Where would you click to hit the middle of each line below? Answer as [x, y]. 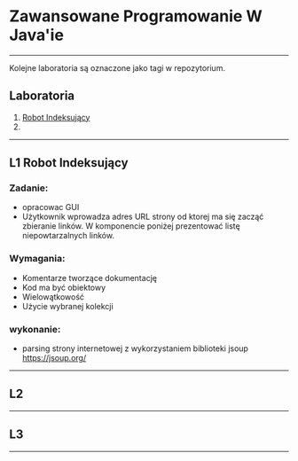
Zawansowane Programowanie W [136, 16]
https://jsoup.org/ [54, 358]
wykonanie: [35, 329]
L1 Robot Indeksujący [69, 163]
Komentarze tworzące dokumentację [90, 277]
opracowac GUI [51, 207]
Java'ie [37, 35]
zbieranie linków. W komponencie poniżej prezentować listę [131, 226]
